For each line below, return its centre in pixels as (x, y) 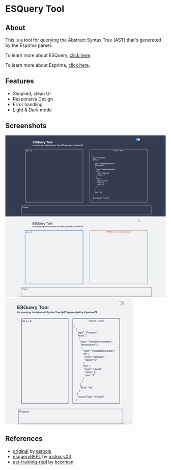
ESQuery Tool (35, 9)
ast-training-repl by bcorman (43, 462)
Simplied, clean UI (32, 93)
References (24, 439)
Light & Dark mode (32, 110)
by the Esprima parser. (29, 45)
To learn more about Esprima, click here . (48, 65)
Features (20, 81)
